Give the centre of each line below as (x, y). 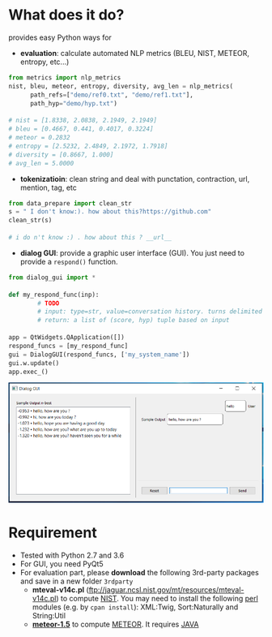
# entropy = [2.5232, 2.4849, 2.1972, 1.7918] (88, 146)
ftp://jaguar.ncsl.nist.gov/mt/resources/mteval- (166, 589)
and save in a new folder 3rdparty (76, 581)
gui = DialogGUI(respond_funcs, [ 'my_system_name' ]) (99, 355)
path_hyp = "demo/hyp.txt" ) (73, 103)
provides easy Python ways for (60, 37)
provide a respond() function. (69, 261)
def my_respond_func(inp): (54, 295)
